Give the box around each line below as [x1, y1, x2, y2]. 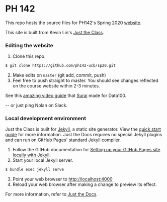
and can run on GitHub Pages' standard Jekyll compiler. [5, 137, 121, 143]
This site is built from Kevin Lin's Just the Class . [5, 29, 105, 35]
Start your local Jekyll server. [12, 157, 73, 163]
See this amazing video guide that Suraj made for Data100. [5, 92, 127, 98]
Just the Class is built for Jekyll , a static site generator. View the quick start [5, 126, 161, 132]
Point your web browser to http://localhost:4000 [12, 176, 113, 182]
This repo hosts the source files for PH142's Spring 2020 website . [5, 20, 142, 26]
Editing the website [5, 42, 54, 49]
